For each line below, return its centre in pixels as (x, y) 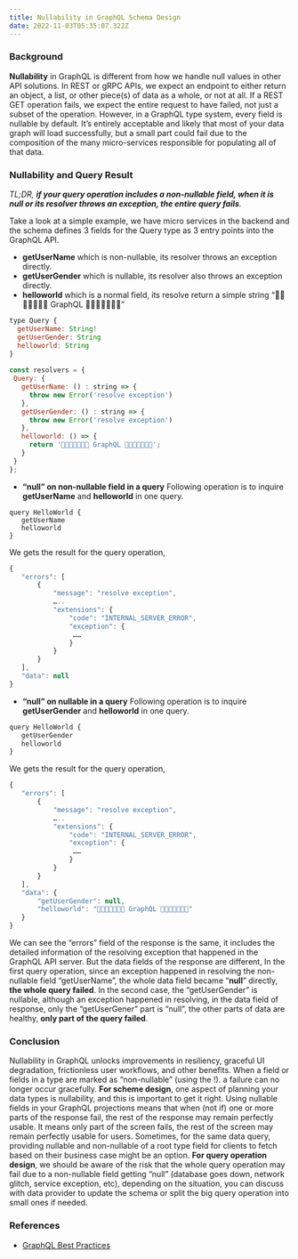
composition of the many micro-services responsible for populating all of (143, 142)
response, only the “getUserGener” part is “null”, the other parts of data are (147, 1009)
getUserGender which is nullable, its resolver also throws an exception (152, 276)
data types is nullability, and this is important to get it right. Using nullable (144, 1099)
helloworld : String (53, 345)
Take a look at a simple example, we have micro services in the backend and (149, 221)
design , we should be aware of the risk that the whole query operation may (147, 1165)
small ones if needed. (48, 1203)
